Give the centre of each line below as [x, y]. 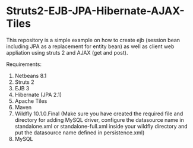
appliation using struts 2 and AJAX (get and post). [67, 52]
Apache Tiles [31, 101]
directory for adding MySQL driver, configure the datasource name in [99, 119]
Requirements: [24, 64]
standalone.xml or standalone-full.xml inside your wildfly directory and [101, 126]
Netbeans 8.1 [31, 75]
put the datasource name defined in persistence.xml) [80, 133]
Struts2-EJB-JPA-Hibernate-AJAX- [96, 11]
